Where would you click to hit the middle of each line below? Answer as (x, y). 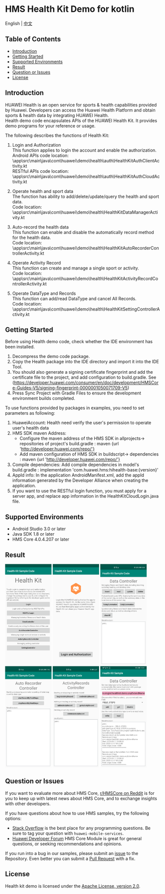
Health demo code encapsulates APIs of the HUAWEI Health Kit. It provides (81, 120)
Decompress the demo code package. (51, 356)
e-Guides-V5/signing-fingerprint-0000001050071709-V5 (70, 388)
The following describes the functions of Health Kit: (57, 135)
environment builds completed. (43, 398)
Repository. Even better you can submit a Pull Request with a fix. (70, 858)
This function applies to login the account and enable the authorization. (84, 150)
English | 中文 (19, 23)
